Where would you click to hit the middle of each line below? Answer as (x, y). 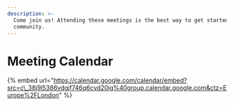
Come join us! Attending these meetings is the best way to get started (121, 20)
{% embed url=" (31, 80)
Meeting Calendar (60, 61)
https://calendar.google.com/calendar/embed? (120, 80)
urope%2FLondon (33, 96)
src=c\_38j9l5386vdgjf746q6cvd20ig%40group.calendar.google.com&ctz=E (117, 88)
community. (29, 26)
